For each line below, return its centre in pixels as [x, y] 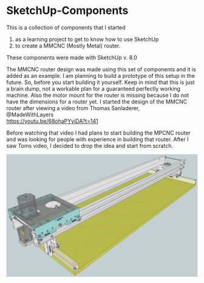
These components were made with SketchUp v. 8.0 [72, 57]
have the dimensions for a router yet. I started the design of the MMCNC [97, 102]
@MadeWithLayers [30, 114]
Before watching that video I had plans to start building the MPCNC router [99, 133]
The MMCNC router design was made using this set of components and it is [101, 69]
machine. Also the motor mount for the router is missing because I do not [98, 95]
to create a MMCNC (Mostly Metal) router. [68, 46]
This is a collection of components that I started [66, 27]
